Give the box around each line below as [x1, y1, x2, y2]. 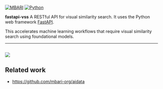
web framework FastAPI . [5, 19, 54, 25]
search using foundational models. [5, 34, 74, 39]
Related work [5, 66, 46, 74]
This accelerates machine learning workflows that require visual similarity [5, 29, 152, 34]
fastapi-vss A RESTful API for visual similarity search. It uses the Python [5, 14, 150, 19]
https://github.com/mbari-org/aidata [12, 79, 85, 85]
